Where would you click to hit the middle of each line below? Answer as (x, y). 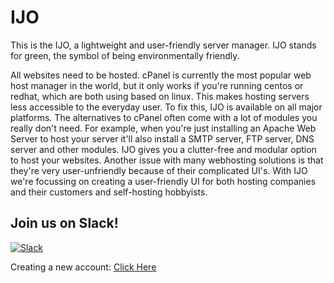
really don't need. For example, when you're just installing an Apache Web (163, 128)
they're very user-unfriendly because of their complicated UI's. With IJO (159, 170)
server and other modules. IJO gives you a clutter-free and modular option (163, 149)
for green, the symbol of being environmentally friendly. (125, 55)
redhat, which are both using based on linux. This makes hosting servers (160, 96)
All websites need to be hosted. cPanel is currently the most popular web (161, 75)
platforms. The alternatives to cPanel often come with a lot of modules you (164, 117)
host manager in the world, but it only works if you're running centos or (157, 85)
